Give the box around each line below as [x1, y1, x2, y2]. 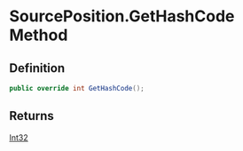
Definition [9, 60, 65, 75]
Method [9, 25, 68, 45]
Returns [9, 108, 55, 123]
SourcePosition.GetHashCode [9, 6, 235, 27]
